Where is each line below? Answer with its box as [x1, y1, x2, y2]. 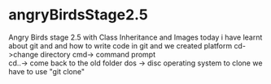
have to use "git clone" [8, 66, 85, 76]
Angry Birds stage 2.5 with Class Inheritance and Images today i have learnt [8, 32, 263, 42]
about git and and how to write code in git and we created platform [8, 40, 233, 50]
